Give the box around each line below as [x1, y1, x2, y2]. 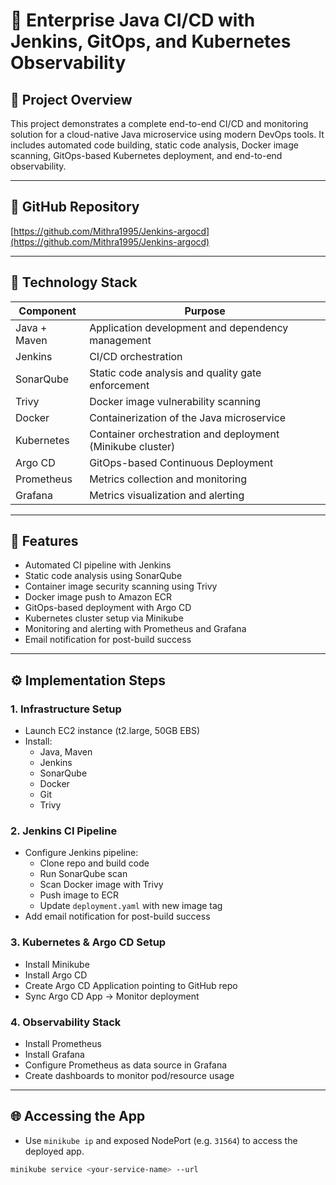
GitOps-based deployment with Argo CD [24, 602, 192, 614]
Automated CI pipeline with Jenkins [24, 559, 172, 571]
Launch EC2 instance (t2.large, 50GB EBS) [24, 725, 200, 737]
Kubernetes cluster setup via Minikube [24, 612, 184, 624]
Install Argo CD [24, 969, 88, 981]
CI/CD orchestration [89, 349, 183, 363]
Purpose [184, 304, 226, 318]
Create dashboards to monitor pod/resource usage [24, 1070, 235, 1082]
